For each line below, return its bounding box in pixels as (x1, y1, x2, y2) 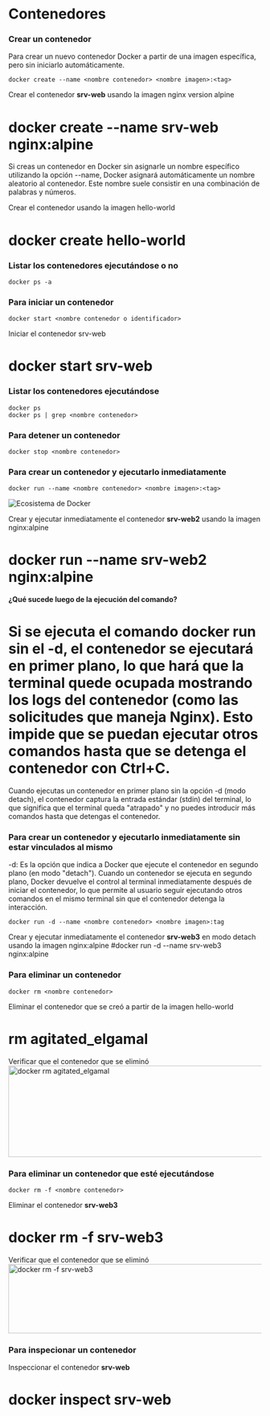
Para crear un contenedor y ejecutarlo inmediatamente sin (8, 832, 241, 843)
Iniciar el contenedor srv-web (8, 329, 106, 338)
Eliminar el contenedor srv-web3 (8, 1200, 118, 1209)
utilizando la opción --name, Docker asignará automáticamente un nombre (8, 170, 256, 180)
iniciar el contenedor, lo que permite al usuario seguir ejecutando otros (8, 886, 243, 895)
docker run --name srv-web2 (8, 551, 207, 569)
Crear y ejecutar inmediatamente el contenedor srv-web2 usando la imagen (8, 514, 261, 524)
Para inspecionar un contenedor (8, 1344, 137, 1355)
